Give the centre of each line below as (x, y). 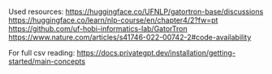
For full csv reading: (42, 53)
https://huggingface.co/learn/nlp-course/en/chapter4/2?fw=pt (113, 20)
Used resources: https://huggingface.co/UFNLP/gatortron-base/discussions (136, 12)
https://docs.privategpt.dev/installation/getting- (156, 53)
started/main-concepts (47, 61)
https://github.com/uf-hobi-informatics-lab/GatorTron (98, 29)
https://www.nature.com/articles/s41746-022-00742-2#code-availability (130, 37)
